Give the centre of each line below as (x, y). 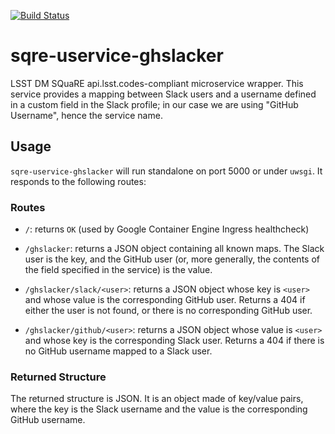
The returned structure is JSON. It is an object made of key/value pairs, (157, 399)
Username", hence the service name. (86, 115)
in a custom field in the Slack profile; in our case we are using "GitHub (154, 104)
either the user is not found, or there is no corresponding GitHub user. (168, 311)
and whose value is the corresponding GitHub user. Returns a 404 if (165, 300)
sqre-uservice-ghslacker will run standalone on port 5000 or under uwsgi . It (166, 171)
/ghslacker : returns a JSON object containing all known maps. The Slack (174, 249)
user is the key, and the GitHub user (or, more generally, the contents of (172, 259)
